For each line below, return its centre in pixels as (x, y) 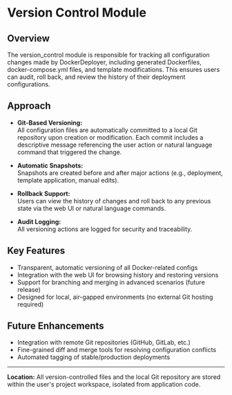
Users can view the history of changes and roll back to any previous (114, 201)
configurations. (29, 84)
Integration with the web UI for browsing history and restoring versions (118, 275)
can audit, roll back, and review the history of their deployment (96, 77)
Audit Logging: (39, 221)
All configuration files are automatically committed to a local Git (107, 130)
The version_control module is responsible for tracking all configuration (109, 55)
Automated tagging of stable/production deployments (94, 357)
